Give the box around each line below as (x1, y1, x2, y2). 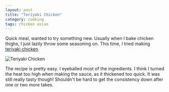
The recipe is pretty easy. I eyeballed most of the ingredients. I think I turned (5, 66, 164, 72)
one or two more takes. (5, 82, 54, 88)
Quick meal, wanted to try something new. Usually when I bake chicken (5, 35, 154, 41)
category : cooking (5, 17, 44, 22)
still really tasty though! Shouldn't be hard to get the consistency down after (5, 76, 163, 82)
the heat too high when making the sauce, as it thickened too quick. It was (5, 71, 160, 77)
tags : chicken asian (5, 21, 49, 27)
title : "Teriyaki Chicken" (5, 12, 62, 17)
